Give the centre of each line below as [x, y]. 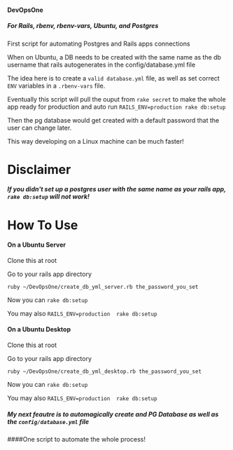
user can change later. [40, 128]
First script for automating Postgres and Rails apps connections [99, 43]
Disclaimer [39, 169]
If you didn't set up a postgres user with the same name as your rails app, [116, 189]
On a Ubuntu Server [37, 245]
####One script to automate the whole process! [76, 439]
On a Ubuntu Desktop [39, 329]
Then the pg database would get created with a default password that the [113, 120]
